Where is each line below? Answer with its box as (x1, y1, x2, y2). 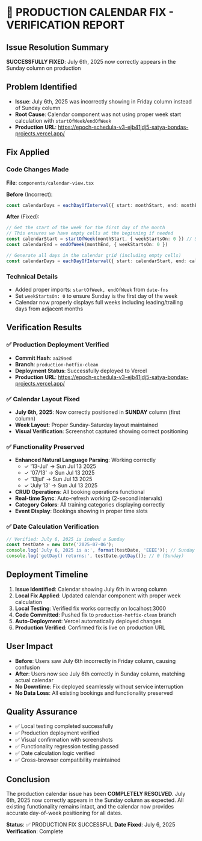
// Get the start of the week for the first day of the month (6, 225, 165, 231)
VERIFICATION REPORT (6, 18, 125, 32)
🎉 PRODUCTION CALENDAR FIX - (6, 5, 174, 19)
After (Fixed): (6, 213, 40, 220)
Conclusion (6, 774, 50, 784)
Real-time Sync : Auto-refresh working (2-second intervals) (14, 494, 163, 502)
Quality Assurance (6, 707, 78, 717)
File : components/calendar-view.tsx (6, 179, 94, 186)
